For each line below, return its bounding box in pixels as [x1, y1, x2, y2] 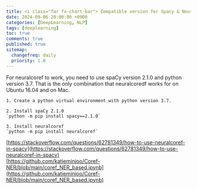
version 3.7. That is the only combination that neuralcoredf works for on [6, 80, 179, 87]
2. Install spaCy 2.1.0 [6, 108, 64, 114]
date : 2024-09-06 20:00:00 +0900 [6, 14, 88, 20]
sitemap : [6, 47, 28, 53]
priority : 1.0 [11, 58, 46, 63]
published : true [6, 42, 46, 48]
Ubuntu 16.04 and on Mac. [6, 86, 70, 93]
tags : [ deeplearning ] [6, 25, 59, 31]
